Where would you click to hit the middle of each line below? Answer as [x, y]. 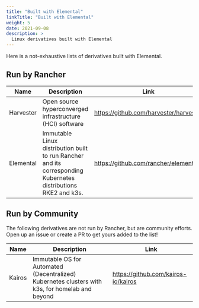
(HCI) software [63, 123]
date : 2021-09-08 [28, 28]
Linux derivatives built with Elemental [62, 39]
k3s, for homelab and [62, 288]
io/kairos [124, 281]
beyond [43, 296]
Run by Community [42, 214]
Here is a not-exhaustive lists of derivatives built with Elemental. [84, 56]
